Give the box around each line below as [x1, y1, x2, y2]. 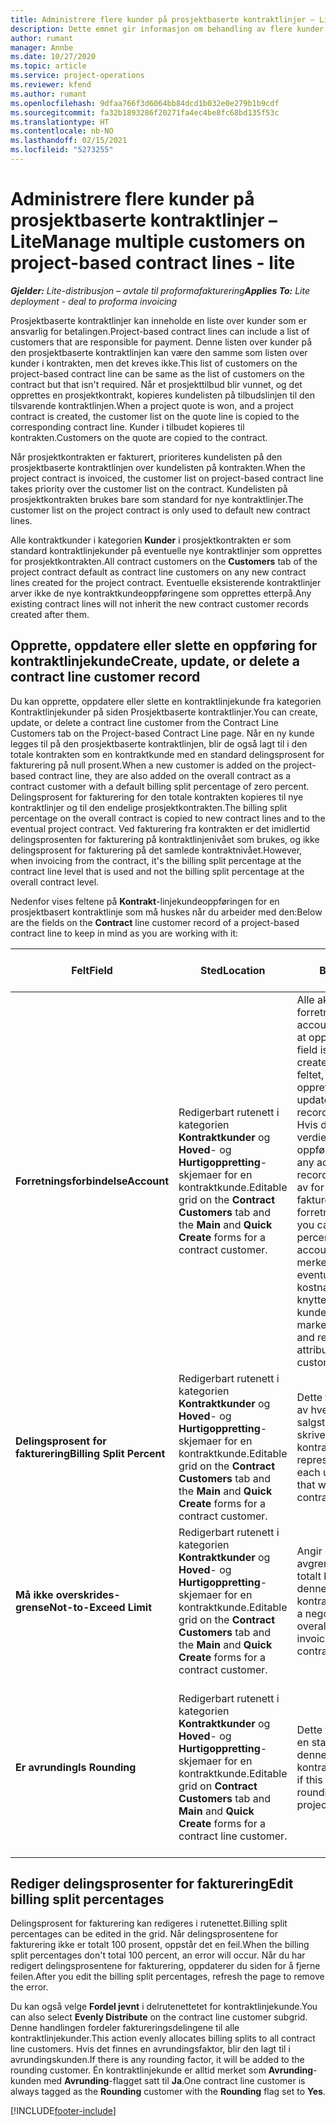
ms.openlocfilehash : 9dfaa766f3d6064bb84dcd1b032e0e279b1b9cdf [10, 98, 280, 108]
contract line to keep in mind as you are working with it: [10, 927, 239, 939]
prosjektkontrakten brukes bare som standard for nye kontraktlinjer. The [10, 493, 304, 505]
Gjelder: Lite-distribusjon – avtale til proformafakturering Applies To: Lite [10, 284, 311, 296]
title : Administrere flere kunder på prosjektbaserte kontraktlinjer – [10, 14, 315, 25]
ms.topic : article [10, 61, 87, 71]
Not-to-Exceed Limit [49, 1600, 153, 1614]
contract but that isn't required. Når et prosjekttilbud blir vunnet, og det [10, 378, 303, 390]
